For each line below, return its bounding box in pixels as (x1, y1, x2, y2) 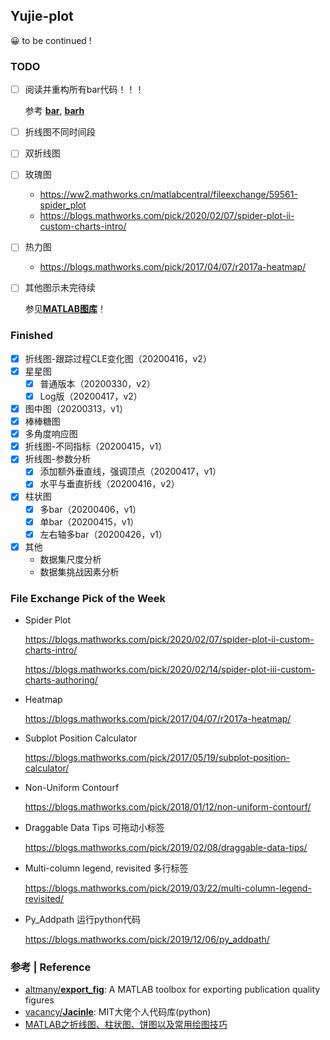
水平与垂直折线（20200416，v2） (39, 478, 180, 490)
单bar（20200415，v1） (39, 515, 140, 528)
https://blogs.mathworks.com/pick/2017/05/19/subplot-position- (24, 752, 291, 764)
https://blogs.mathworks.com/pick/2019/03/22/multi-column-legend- (24, 882, 312, 894)
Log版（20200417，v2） (39, 390, 143, 402)
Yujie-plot (10, 8, 74, 25)
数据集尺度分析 (39, 553, 102, 565)
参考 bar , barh (24, 105, 85, 117)
